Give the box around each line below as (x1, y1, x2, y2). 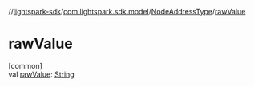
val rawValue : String (8, 69, 75, 79)
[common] (8, 61, 42, 70)
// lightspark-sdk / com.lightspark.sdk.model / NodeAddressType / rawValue (8, 7, 246, 16)
